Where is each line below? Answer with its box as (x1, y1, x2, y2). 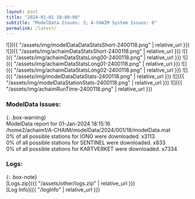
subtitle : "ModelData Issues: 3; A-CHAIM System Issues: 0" (6, 20, 158, 25)
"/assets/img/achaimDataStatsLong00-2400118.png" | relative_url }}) (14, 54, 181, 61)
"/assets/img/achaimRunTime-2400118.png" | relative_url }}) (6, 85, 152, 92)
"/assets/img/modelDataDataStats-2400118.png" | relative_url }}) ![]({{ (14, 73, 184, 80)
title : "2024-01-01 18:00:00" (6, 14, 81, 20)
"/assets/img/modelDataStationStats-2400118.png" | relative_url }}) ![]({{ (6, 79, 183, 86)
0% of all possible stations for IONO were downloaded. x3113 (6, 133, 155, 140)
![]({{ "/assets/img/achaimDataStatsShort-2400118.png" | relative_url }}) (6, 48, 181, 55)
